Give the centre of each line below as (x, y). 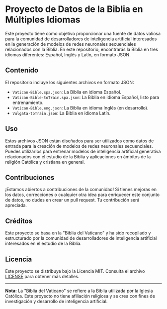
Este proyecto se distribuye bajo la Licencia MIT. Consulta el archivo (75, 271)
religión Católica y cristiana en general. (45, 162)
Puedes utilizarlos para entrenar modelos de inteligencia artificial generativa (83, 151)
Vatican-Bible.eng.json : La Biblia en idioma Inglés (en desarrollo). (80, 107)
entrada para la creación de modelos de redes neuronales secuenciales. (79, 146)
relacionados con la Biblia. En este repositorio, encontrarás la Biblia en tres (82, 49)
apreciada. (16, 206)
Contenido (22, 70)
